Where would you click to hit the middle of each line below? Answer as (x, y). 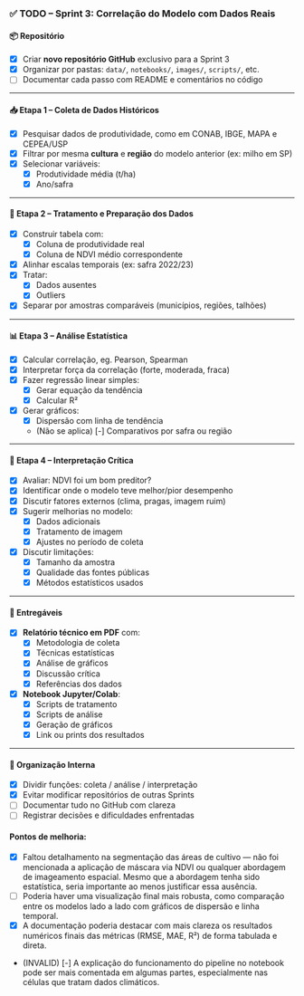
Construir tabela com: (63, 235)
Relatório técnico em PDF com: (81, 633)
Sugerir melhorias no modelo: (78, 511)
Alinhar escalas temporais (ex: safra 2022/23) (108, 264)
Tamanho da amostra (76, 562)
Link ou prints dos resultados (90, 734)
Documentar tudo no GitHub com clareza (99, 805)
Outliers (51, 295)
